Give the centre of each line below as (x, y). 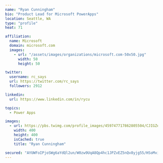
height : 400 (26, 135)
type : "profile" (21, 23)
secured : (14, 153)
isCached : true (29, 139)
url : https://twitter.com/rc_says (44, 81)
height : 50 (29, 64)
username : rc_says (28, 77)
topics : (13, 108)
